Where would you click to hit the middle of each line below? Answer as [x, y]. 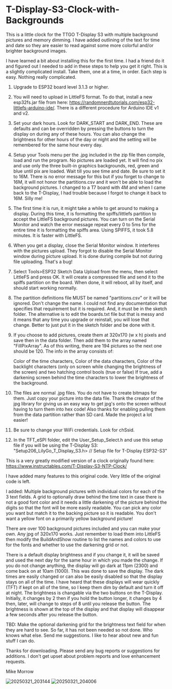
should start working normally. [45, 288]
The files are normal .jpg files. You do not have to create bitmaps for [85, 393]
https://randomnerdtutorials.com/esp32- [112, 102]
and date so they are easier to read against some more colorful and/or [80, 45]
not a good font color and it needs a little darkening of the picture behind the [87, 502]
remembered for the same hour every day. [58, 145]
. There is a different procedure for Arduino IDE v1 [106, 107]
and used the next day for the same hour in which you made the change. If [84, 560]
